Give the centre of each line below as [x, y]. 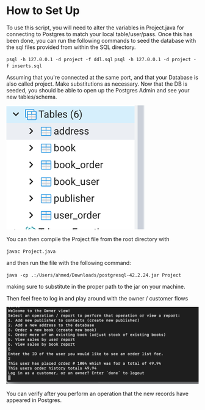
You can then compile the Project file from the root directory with [88, 239]
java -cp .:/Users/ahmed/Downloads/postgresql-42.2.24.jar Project [94, 275]
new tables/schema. [32, 97]
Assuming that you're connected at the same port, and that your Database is [102, 77]
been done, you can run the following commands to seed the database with [101, 40]
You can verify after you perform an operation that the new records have [98, 394]
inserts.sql [27, 66]
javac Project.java [31, 252]
